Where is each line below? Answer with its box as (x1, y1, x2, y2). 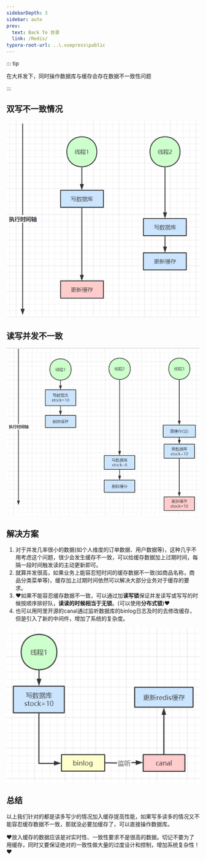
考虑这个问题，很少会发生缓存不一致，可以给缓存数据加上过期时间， (20, 554, 193, 561)
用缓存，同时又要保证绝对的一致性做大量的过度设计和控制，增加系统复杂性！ (6, 841, 200, 848)
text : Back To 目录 (12, 29, 60, 36)
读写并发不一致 (6, 331, 63, 341)
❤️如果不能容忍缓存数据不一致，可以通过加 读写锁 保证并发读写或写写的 (15, 592, 193, 600)
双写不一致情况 (6, 104, 63, 115)
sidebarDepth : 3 (6, 10, 48, 16)
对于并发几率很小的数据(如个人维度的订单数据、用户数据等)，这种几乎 (15, 546, 192, 554)
